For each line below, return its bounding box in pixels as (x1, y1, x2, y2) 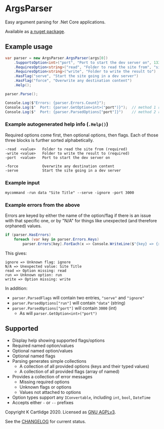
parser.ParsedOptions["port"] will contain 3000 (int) (12, 305, 117, 311)
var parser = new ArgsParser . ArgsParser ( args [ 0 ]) (5, 56, 108, 60)
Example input (5, 179, 40, 186)
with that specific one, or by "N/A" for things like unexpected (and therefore (5, 218, 157, 224)
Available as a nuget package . (5, 28, 65, 34)
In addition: (5, 285, 28, 291)
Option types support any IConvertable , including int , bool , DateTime (12, 394, 151, 400)
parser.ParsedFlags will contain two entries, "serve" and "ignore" (12, 294, 145, 300)
